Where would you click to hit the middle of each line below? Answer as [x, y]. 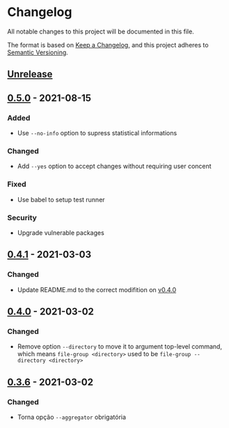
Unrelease [30, 74]
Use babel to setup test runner [61, 199]
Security [22, 217]
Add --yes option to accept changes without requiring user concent [114, 166]
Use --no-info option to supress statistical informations [97, 133]
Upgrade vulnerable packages [61, 232]
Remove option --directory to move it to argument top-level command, [120, 346]
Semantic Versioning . [38, 52]
